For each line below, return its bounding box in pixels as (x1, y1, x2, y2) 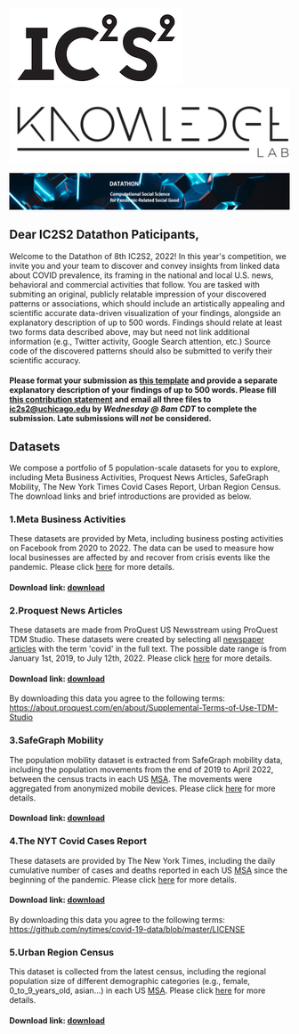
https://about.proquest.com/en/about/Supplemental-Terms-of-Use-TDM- (9, 703, 279, 713)
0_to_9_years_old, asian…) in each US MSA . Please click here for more (9, 985, 266, 996)
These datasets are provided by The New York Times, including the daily (9, 855, 276, 866)
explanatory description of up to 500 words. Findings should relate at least (9, 317, 283, 328)
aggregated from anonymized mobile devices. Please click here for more (9, 783, 276, 794)
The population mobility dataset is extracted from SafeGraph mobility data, (9, 754, 283, 765)
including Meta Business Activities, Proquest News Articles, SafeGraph (9, 472, 269, 483)
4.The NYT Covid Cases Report (9, 835, 147, 848)
